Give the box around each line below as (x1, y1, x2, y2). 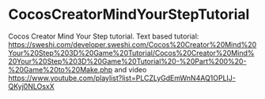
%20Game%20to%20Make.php (8, 64, 113, 74)
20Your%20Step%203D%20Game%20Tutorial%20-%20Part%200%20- (8, 57, 247, 66)
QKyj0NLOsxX (8, 81, 55, 91)
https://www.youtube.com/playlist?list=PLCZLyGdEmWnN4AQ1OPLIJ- (8, 73, 236, 82)
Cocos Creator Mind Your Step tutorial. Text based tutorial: (8, 31, 199, 41)
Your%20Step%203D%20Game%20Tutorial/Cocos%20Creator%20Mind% (8, 48, 255, 57)
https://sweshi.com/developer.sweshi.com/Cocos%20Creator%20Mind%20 (8, 39, 257, 49)
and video (114, 64, 147, 74)
